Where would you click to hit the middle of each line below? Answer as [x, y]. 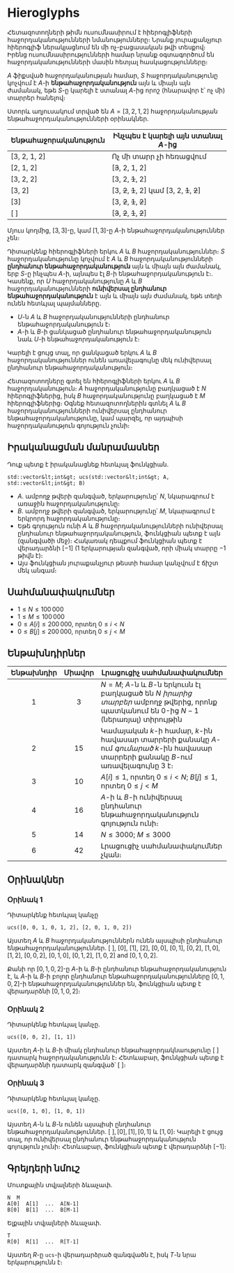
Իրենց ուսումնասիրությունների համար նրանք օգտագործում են [111, 54]
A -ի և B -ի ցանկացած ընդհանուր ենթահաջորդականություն [114, 331]
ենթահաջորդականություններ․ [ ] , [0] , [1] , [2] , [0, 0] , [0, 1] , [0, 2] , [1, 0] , [114, 948]
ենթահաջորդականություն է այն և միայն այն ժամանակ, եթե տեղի [115, 295]
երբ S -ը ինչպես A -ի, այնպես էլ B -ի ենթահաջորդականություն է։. [110, 273]
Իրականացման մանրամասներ [84, 447]
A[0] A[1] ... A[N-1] [43, 1204]
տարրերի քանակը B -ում [147, 757]
